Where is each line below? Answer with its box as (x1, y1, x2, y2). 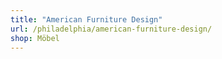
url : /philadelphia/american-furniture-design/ (10, 24, 213, 34)
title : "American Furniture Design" (10, 14, 163, 25)
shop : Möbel (10, 33, 60, 43)
